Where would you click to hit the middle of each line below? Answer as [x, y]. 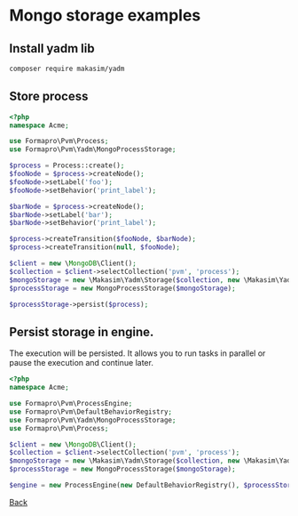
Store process [49, 97]
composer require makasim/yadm [67, 69]
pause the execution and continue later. [81, 363]
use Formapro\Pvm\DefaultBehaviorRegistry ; [91, 411]
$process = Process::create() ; [67, 165]
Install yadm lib [52, 48]
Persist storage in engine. [82, 331]
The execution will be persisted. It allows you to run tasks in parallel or [137, 353]
